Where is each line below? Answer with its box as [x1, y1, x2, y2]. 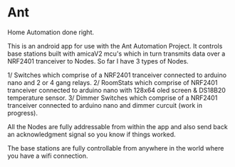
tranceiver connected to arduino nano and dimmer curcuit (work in [7, 101, 203, 109]
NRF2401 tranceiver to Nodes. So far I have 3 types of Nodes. [7, 56, 189, 65]
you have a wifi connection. [7, 151, 88, 160]
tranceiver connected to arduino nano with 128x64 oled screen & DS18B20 [7, 86, 226, 94]
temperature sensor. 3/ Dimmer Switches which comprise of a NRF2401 [7, 93, 218, 102]
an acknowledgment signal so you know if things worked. [7, 130, 176, 138]
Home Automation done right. [7, 28, 95, 36]
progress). [7, 108, 38, 117]
